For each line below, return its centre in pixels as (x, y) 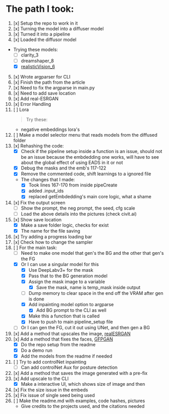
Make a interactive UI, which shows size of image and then (83, 384)
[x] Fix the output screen (39, 202)
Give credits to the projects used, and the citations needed (83, 406)
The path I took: (40, 9)
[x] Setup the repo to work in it (46, 23)
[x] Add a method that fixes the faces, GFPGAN (63, 339)
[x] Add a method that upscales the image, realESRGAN (72, 333)
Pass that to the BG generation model (68, 276)
